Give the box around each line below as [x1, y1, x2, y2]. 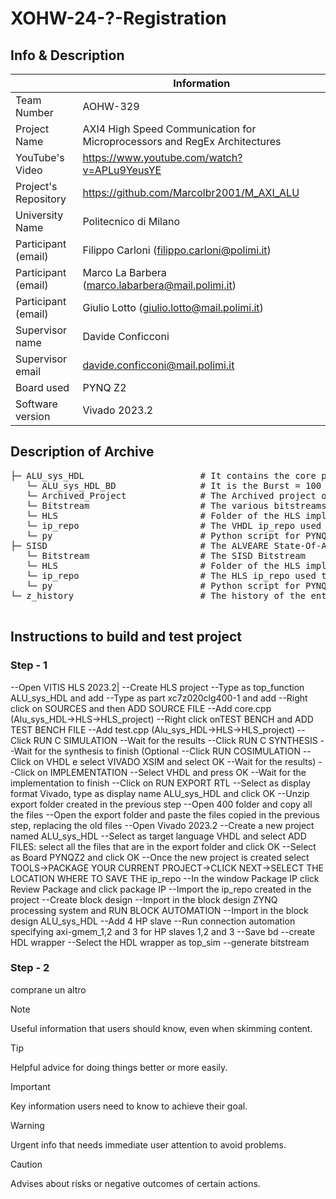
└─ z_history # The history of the [10, 590, 307, 601]
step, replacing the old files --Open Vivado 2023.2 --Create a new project [10, 819, 315, 831]
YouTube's [15, 151, 65, 164]
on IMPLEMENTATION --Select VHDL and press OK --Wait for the [37, 766, 307, 778]
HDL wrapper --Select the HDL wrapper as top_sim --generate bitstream [10, 936, 310, 948]
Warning [10, 1119, 45, 1131]
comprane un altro [10, 983, 87, 996]
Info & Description [10, 47, 125, 64]
